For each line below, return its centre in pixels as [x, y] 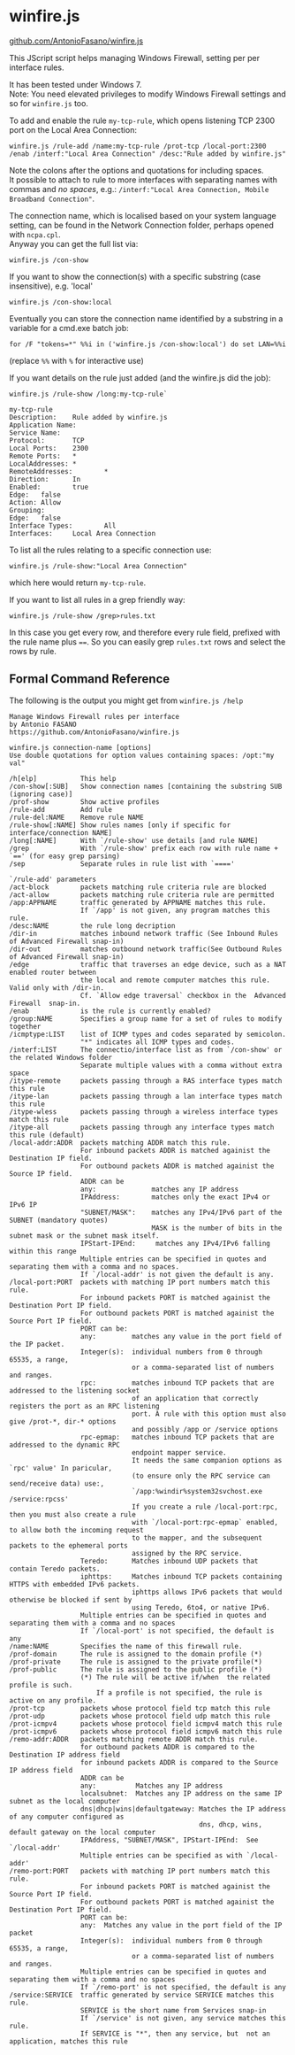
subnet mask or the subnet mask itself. [85, 1236]
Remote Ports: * [43, 456]
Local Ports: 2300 [49, 448]
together [25, 1026]
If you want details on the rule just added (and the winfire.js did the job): [140, 377]
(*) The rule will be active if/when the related [175, 1677]
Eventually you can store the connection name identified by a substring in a [146, 318]
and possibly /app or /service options [204, 1429]
